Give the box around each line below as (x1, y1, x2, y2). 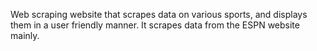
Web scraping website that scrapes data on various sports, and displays (10, 9, 308, 20)
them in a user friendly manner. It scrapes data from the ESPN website (10, 19, 300, 31)
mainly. (10, 30, 40, 41)
